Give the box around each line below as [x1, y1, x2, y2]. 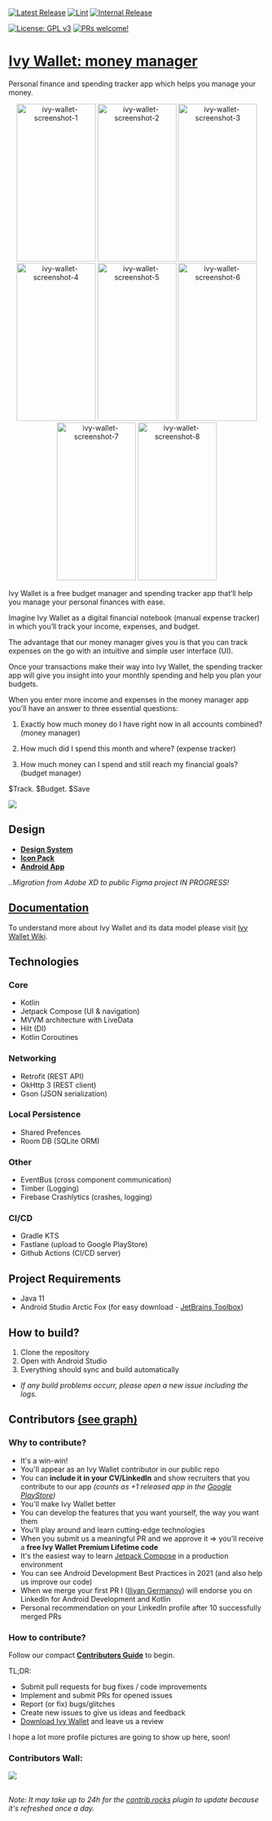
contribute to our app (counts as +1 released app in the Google [20, 1481, 232, 1491]
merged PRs [20, 1611, 62, 1621]
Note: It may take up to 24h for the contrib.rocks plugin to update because [8, 1795, 259, 1805]
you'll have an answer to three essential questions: [8, 703, 178, 713]
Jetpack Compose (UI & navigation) [20, 1007, 140, 1016]
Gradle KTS [20, 1231, 59, 1241]
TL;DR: [8, 1666, 32, 1676]
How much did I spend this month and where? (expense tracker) [20, 744, 236, 753]
